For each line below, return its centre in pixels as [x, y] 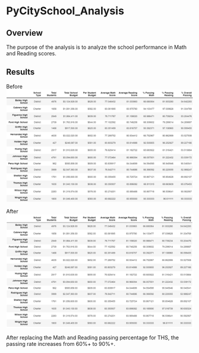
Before [14, 86]
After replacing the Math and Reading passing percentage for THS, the [93, 338]
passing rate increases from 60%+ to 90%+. [61, 344]
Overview [25, 33]
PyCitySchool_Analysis [65, 11]
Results [20, 72]
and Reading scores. [31, 53]
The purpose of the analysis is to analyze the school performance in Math [97, 47]
